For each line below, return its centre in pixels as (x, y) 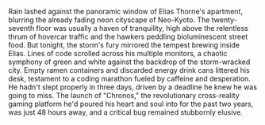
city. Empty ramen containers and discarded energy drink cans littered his (129, 70)
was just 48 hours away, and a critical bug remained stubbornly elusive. (126, 112)
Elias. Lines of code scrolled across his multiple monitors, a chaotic (118, 53)
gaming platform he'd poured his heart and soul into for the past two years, (131, 104)
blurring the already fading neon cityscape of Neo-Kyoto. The (109, 20)
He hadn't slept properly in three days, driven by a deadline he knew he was (133, 87)
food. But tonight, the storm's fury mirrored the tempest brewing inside (124, 45)
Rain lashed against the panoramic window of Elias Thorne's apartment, (126, 11)
